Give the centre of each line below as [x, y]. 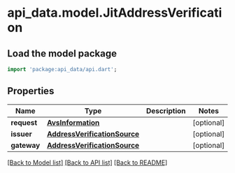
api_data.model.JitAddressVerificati [115, 13]
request [24, 122]
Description [166, 111]
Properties [31, 91]
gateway [26, 145]
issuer [22, 134]
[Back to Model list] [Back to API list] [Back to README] [87, 163]
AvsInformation [73, 122]
